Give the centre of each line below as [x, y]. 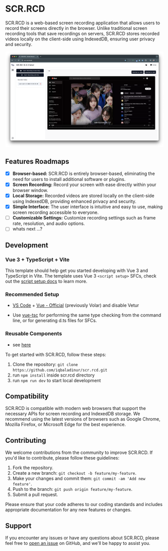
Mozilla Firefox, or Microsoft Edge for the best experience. [66, 425]
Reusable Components [34, 334]
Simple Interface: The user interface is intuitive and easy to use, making [88, 207]
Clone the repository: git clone [45, 364]
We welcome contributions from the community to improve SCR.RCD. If [79, 452]
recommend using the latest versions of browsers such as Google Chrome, [83, 419]
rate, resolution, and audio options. [49, 223]
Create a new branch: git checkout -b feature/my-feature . [74, 473]
